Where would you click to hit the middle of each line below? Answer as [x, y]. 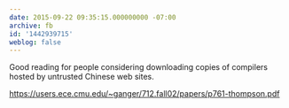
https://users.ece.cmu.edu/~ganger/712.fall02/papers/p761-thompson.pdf [144, 94]
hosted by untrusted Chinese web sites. [82, 77]
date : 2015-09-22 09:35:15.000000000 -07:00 [93, 17]
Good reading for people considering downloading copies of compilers [139, 67]
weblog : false [35, 42]
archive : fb [31, 26]
